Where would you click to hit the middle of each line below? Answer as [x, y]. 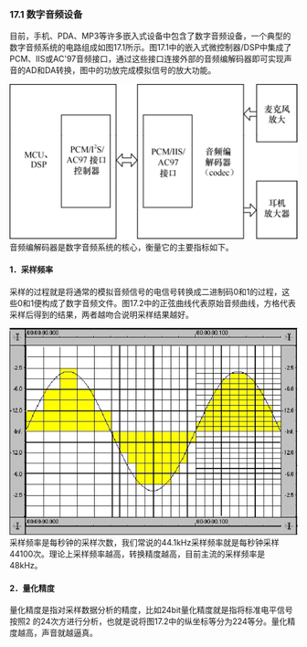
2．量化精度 [32, 588]
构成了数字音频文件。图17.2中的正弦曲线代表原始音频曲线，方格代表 [169, 302]
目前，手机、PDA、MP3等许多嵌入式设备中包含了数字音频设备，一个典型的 [150, 36]
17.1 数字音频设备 [46, 14]
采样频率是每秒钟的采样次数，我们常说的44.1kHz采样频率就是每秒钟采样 [144, 542]
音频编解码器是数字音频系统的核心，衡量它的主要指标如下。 [122, 247]
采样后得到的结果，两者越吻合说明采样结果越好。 [101, 314]
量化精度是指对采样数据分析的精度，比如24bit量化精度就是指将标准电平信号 [151, 610]
